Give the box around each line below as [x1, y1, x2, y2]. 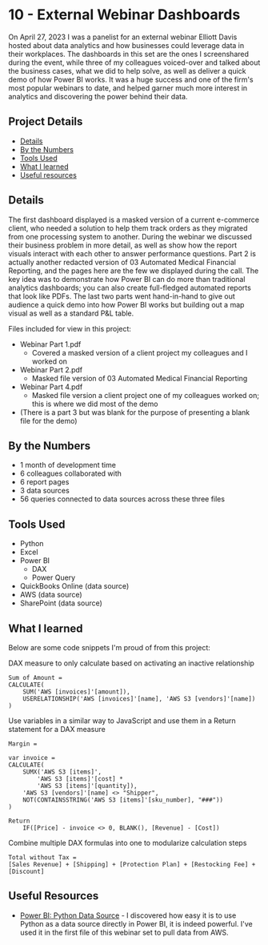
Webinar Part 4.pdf [19, 382, 83, 392]
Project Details [8, 115, 83, 129]
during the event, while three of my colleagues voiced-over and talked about [8, 58, 261, 67]
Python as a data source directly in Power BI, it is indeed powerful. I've [19, 919, 254, 928]
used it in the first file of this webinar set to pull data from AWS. [19, 927, 229, 937]
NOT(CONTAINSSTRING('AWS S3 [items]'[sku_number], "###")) [22, 796, 224, 804]
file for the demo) [19, 416, 78, 425]
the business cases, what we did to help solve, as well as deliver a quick [8, 66, 246, 75]
